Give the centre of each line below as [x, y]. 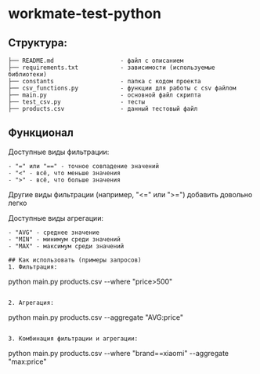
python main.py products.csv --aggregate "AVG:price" [96, 317]
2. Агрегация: [31, 302]
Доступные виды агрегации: [56, 218]
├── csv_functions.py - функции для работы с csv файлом [122, 88]
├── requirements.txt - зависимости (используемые [112, 68]
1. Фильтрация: [33, 267]
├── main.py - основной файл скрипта [105, 95]
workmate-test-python [85, 14]
